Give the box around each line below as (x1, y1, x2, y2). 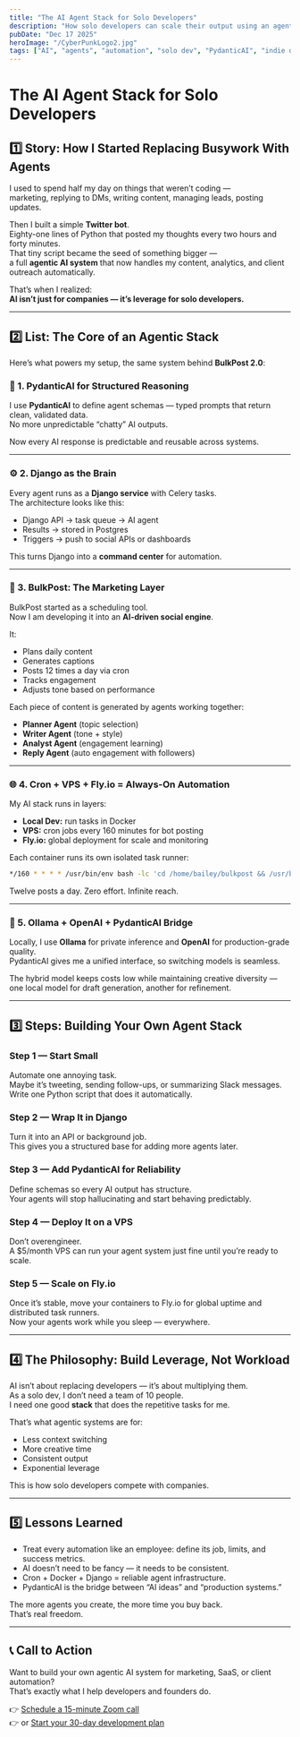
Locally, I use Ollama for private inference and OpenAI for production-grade (9, 937, 290, 947)
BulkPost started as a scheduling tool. (9, 602, 149, 612)
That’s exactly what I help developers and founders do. (9, 1685, 212, 1697)
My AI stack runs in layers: (9, 799, 107, 809)
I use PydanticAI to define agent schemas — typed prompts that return (9, 400, 271, 411)
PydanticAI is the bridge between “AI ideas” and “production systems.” (21, 1581, 282, 1592)
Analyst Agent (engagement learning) (21, 738, 163, 749)
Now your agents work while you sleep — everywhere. (9, 1317, 211, 1328)
